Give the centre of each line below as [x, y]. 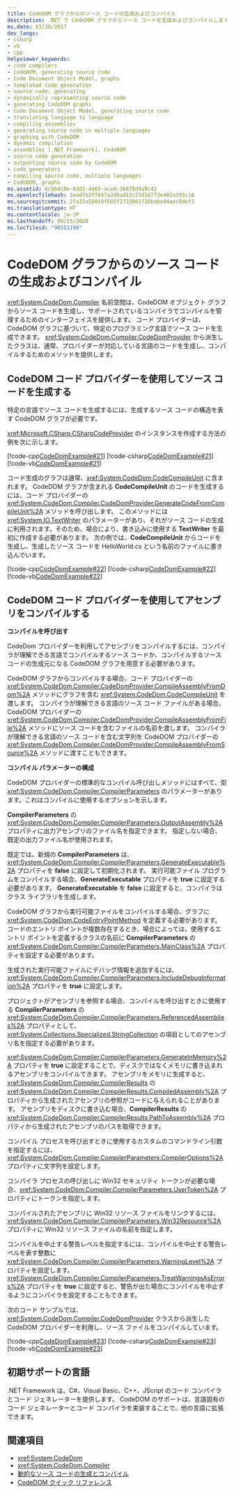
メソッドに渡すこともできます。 [85, 753]
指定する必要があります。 [62, 1043]
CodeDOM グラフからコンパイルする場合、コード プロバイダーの [100, 679]
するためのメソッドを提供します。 [68, 355]
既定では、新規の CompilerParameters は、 [70, 854]
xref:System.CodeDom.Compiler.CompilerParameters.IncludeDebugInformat [117, 978]
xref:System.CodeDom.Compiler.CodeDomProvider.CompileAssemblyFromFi [117, 720]
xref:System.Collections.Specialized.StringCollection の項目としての [105, 1035]
